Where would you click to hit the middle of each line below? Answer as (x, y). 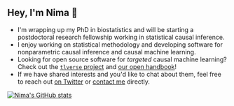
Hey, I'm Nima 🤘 (42, 13)
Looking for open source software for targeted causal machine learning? (122, 59)
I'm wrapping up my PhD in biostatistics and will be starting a (105, 29)
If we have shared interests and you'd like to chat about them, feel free (119, 74)
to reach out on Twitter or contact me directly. (84, 82)
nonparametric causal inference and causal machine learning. (106, 52)
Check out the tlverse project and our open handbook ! (97, 66)
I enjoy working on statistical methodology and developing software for (120, 44)
